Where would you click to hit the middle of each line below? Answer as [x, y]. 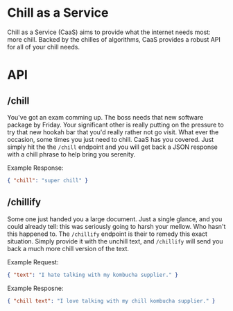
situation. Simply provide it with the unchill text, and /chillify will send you [115, 241]
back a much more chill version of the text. [68, 248]
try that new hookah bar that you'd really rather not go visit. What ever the [113, 132]
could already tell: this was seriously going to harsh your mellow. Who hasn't [116, 226]
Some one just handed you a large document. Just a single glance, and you [115, 219]
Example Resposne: [35, 288]
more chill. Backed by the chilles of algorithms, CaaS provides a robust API [114, 39]
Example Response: [35, 168]
